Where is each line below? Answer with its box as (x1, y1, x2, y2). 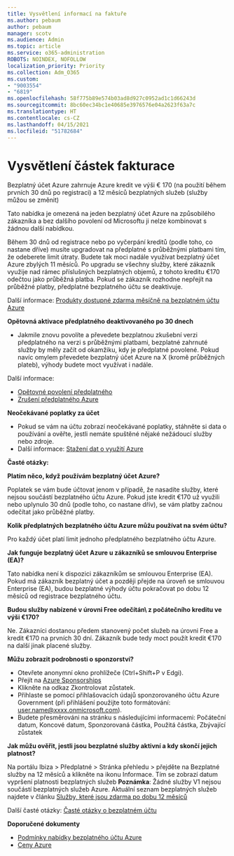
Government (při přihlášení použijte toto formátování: (17, 698, 171, 707)
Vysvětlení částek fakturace (7, 158, 175, 174)
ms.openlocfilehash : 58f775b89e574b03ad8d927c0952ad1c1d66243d (7, 95, 196, 102)
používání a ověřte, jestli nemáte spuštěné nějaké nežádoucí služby (17, 430, 212, 438)
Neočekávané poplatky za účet (7, 409, 100, 417)
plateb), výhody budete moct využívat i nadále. (17, 360, 153, 369)
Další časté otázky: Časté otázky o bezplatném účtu (7, 806, 158, 815)
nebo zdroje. (17, 437, 55, 446)
